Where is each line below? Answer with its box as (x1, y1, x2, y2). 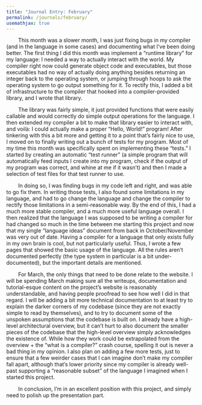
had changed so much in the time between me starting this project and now (6, 221, 194, 228)
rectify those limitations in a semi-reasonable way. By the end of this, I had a (6, 201, 196, 209)
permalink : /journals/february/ (6, 15, 87, 21)
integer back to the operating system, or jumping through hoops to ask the (6, 75, 191, 82)
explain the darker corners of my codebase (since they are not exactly (6, 303, 181, 310)
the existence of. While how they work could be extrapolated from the (6, 335, 180, 342)
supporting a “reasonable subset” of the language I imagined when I (18, 367, 188, 375)
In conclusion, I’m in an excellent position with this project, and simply (17, 385, 192, 393)
